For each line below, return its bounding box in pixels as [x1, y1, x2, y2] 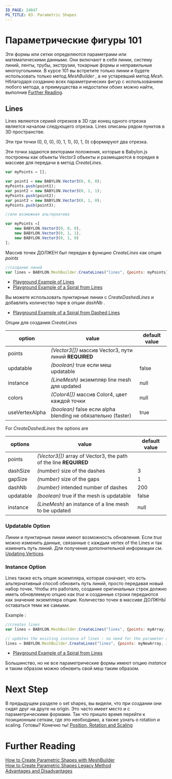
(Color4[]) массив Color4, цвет [51, 391, 127, 398]
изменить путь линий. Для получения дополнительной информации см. [5, 545, 163, 551]
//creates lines [5, 622, 40, 627]
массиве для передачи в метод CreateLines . [5, 159, 102, 166]
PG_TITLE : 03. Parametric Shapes [5, 12, 77, 17]
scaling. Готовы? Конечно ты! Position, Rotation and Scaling [5, 722, 133, 728]
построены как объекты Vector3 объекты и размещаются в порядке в [5, 154, 159, 161]
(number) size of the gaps [37, 475, 100, 483]
